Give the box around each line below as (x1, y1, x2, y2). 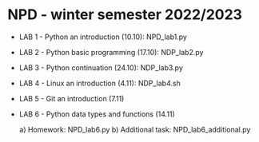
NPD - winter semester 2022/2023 (7, 6, 243, 24)
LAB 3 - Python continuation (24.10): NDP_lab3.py (18, 62, 183, 73)
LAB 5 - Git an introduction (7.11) (18, 93, 125, 103)
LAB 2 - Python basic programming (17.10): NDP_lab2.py (18, 47, 204, 57)
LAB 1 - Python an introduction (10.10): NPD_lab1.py (18, 32, 187, 41)
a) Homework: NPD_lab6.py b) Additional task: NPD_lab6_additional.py (18, 124, 251, 134)
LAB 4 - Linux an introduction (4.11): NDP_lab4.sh (18, 78, 181, 88)
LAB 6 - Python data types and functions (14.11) (18, 109, 175, 119)
